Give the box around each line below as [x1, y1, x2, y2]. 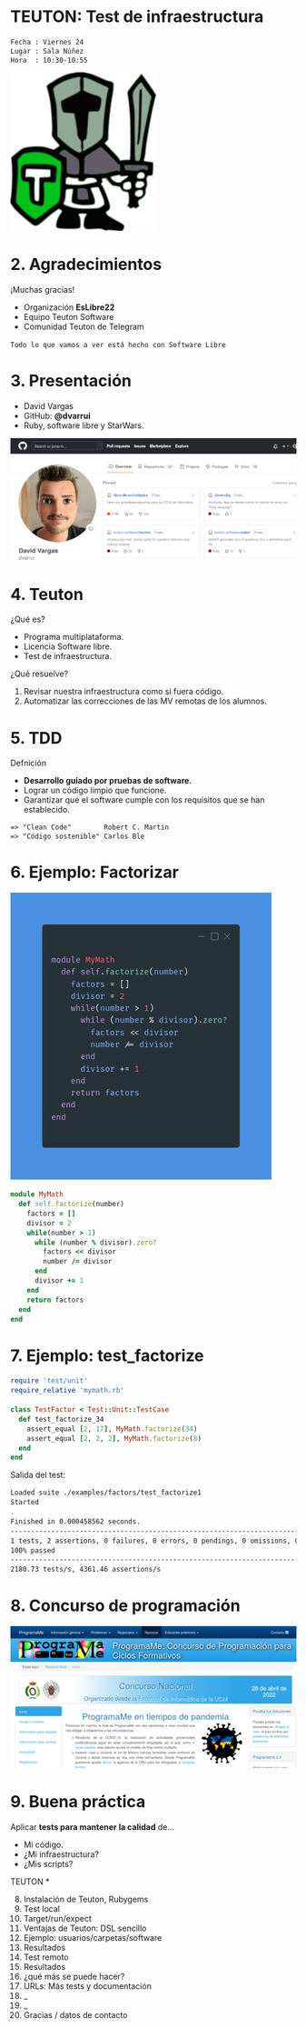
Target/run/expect [23, 1913, 92, 1924]
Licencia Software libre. [23, 641, 113, 652]
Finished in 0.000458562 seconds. [10, 1516, 142, 1526]
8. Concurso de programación [10, 1595, 241, 1616]
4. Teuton [10, 584, 84, 604]
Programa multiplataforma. [23, 632, 124, 643]
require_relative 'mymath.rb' [10, 1386, 125, 1395]
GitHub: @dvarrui [23, 410, 92, 421]
